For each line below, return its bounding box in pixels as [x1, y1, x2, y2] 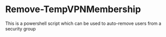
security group [5, 25, 36, 31]
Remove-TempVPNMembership [5, 4, 141, 15]
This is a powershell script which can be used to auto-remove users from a [5, 20, 161, 26]
